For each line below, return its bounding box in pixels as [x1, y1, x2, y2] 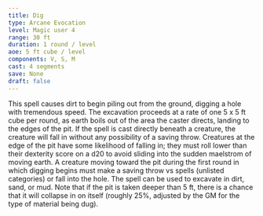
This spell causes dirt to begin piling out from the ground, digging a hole [8, 99, 242, 108]
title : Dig [8, 11, 44, 20]
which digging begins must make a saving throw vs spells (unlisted [8, 166, 225, 175]
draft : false [8, 77, 51, 85]
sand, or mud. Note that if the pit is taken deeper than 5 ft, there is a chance [8, 182, 254, 192]
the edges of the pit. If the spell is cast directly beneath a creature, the [8, 123, 236, 134]
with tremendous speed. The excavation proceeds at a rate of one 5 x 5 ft [8, 107, 246, 116]
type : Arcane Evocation [8, 19, 86, 27]
